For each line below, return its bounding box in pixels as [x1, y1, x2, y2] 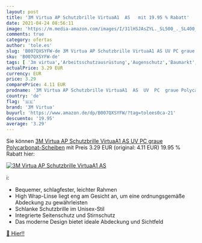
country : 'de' [6, 93, 42, 99]
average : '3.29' [6, 121, 47, 127]
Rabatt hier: [6, 150, 35, 157]
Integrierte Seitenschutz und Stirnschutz [14, 212, 115, 219]
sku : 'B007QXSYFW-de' [6, 54, 61, 60]
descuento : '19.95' [6, 115, 55, 121]
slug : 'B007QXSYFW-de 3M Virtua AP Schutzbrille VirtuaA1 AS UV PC [6, 48, 179, 54]
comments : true [6, 31, 44, 37]
